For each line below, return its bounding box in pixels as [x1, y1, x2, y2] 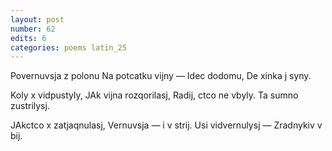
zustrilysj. [10, 100, 50, 112]
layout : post [10, 14, 65, 25]
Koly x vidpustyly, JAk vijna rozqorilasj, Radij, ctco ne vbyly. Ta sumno [10, 89, 299, 101]
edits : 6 [10, 33, 47, 43]
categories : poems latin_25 [10, 42, 128, 53]
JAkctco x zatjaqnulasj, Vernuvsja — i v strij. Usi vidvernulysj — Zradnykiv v [10, 119, 323, 131]
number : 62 [10, 24, 56, 34]
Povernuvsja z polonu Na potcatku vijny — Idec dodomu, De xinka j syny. [10, 70, 312, 82]
